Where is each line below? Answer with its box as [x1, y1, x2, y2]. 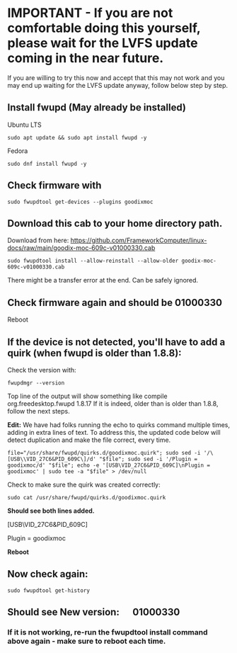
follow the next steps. [7, 407, 70, 415]
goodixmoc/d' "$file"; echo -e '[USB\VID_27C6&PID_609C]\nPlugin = [7, 462, 211, 469]
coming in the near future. [7, 50, 164, 67]
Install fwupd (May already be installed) [7, 101, 186, 114]
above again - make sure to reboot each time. [7, 636, 166, 646]
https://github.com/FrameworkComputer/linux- [70, 236, 207, 245]
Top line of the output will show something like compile [7, 392, 168, 400]
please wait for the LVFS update [7, 35, 198, 51]
